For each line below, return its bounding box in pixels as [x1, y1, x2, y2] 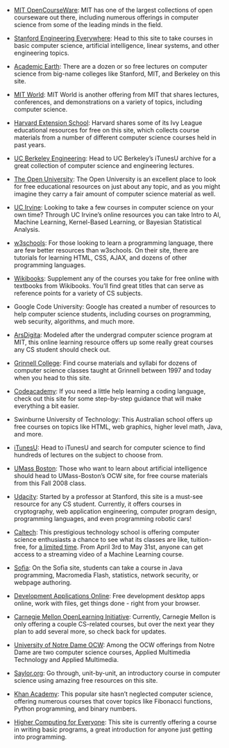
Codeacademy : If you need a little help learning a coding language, [13, 387, 206, 395]
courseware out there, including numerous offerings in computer [13, 13, 199, 22]
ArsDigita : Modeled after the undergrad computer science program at [13, 331, 213, 339]
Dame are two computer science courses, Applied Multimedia [13, 648, 191, 656]
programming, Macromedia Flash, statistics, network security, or [13, 571, 199, 579]
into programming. [13, 733, 67, 741]
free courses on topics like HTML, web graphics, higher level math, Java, [13, 423, 223, 431]
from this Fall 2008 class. [13, 479, 87, 487]
